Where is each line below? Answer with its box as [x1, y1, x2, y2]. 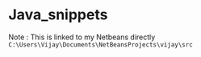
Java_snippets [8, 6, 108, 24]
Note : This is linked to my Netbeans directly [8, 32, 156, 42]
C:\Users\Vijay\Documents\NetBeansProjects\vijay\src [8, 40, 194, 49]
